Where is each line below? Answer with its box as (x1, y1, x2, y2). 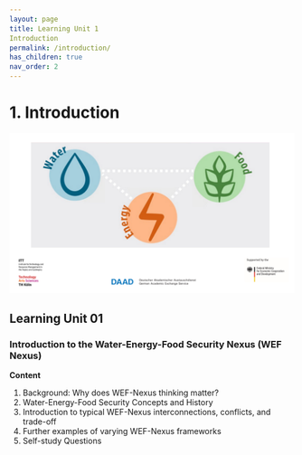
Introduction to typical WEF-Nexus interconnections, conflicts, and (22, 407, 271, 418)
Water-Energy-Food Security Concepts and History (22, 397, 214, 408)
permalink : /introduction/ (9, 43, 111, 52)
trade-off (22, 416, 57, 427)
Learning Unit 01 (9, 310, 104, 326)
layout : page (9, 14, 59, 24)
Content (9, 370, 41, 381)
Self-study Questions (22, 435, 102, 447)
